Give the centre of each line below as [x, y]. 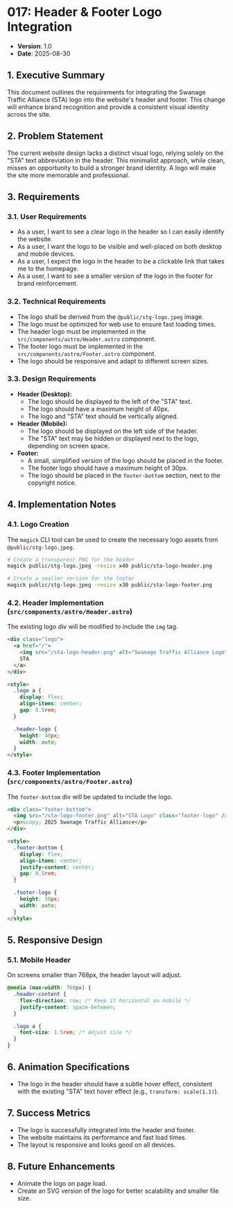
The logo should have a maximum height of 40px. [98, 409]
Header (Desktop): [44, 394]
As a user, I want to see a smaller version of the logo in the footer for [115, 276]
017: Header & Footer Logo [85, 12]
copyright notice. [52, 482]
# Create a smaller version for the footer [71, 579]
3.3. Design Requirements [52, 379]
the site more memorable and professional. [69, 175]
